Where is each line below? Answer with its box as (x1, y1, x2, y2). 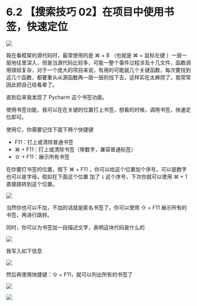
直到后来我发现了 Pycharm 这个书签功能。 (6, 94, 108, 101)
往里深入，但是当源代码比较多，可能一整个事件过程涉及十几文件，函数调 (16, 59, 191, 66)
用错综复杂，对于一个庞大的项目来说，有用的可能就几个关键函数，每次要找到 (6, 66, 191, 74)
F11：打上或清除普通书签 (14, 138, 74, 145)
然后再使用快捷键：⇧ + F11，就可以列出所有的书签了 (6, 271, 133, 278)
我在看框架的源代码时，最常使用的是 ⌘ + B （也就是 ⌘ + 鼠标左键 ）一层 (6, 51, 182, 59)
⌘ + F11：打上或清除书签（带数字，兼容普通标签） (14, 145, 137, 153)
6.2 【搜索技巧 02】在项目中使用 (6, 5, 164, 19)
